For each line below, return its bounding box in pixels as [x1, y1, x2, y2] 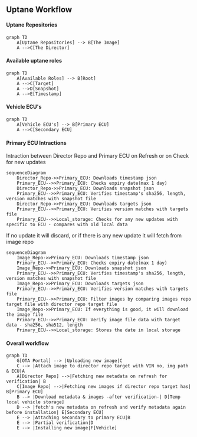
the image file [6, 312, 44, 318]
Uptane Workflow [6, 5, 73, 15]
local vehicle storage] [6, 399, 65, 405]
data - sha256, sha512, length [6, 322, 83, 328]
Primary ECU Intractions [6, 139, 67, 146]
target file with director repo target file [6, 301, 117, 308]
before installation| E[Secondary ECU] [6, 410, 104, 416]
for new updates [6, 159, 46, 166]
